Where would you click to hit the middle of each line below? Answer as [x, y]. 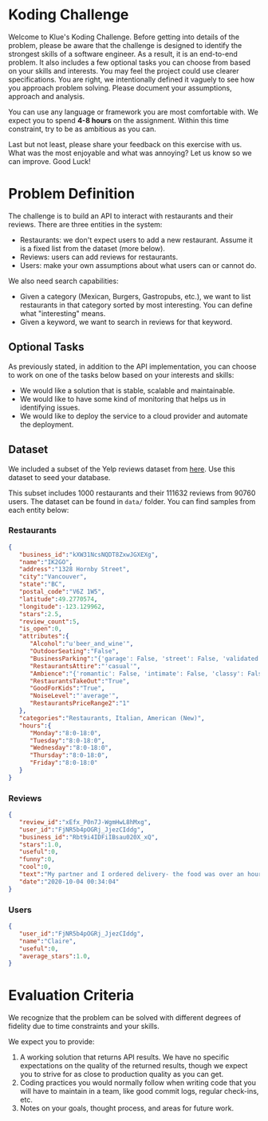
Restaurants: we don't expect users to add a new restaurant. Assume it [136, 240]
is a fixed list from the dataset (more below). [93, 248]
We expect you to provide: [51, 1042]
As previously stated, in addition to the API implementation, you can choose [132, 366]
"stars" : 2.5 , [40, 614]
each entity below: [39, 510]
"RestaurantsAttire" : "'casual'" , [85, 666]
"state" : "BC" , [42, 585]
